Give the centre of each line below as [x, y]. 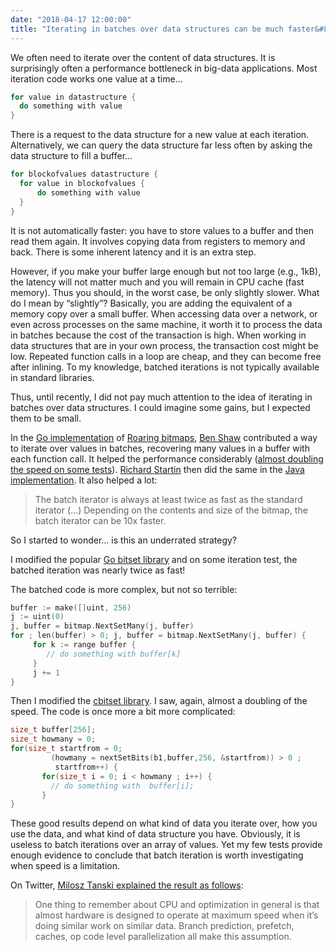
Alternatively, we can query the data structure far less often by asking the [161, 145]
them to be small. [46, 418]
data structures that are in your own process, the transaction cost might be [164, 345]
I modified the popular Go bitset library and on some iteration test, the [154, 559]
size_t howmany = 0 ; [53, 739]
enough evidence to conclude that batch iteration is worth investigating [157, 855]
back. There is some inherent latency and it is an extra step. [133, 252]
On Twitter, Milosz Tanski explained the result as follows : [127, 885]
